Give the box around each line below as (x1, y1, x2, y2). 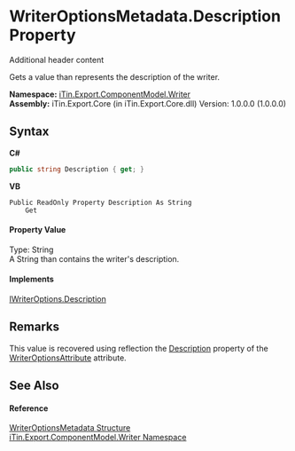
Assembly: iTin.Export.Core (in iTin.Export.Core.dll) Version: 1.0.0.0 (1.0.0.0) (9, 98, 286, 108)
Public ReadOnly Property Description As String (9, 198, 192, 207)
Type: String (9, 244, 54, 255)
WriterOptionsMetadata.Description (9, 6, 282, 27)
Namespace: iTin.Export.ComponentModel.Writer (9, 89, 191, 99)
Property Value (9, 225, 66, 235)
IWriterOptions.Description (9, 294, 106, 305)
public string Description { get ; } (9, 164, 144, 174)
